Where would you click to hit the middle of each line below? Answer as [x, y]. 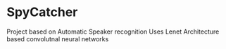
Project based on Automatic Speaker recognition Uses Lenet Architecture [113, 31]
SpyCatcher [42, 12]
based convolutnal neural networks [58, 38]
